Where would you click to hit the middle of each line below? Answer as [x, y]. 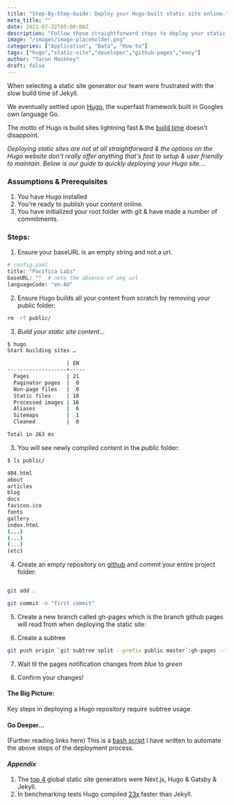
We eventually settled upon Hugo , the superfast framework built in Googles [115, 106]
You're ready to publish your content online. [80, 204]
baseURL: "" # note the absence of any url [73, 278]
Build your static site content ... [61, 331]
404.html [20, 473]
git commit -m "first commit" [51, 604]
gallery [18, 518]
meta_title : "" [29, 20]
